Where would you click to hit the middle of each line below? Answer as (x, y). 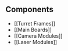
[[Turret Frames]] (35, 23)
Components (29, 10)
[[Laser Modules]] (35, 42)
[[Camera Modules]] (38, 36)
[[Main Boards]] (33, 30)
